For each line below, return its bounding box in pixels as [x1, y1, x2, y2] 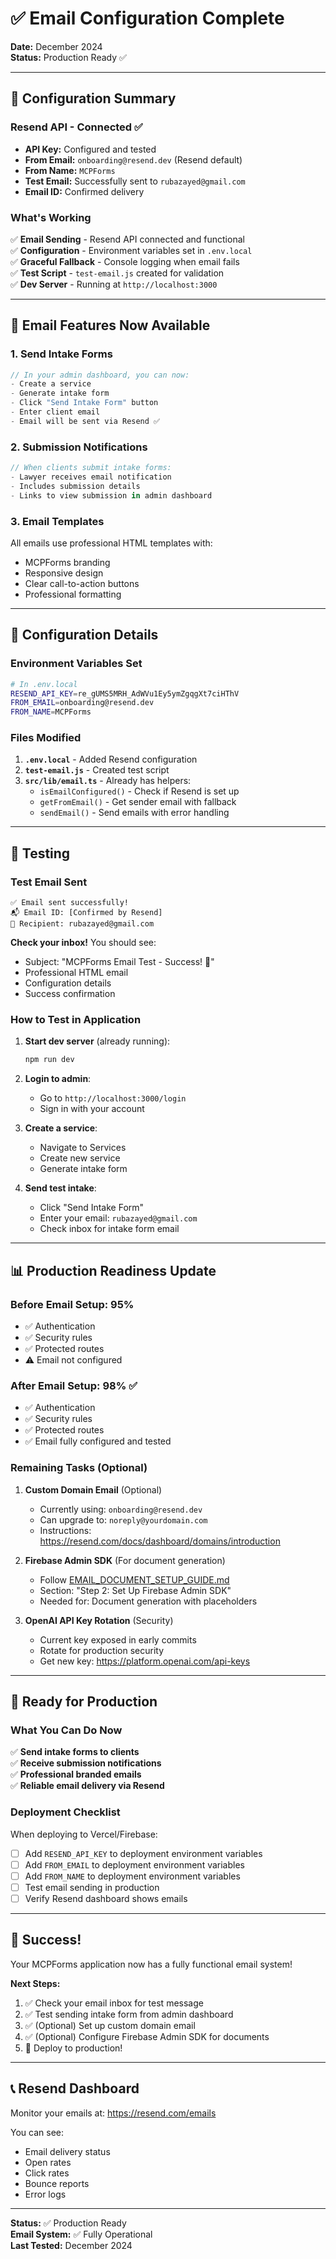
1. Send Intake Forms [10, 347, 113, 361]
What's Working [10, 210, 92, 224]
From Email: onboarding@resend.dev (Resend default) [24, 153, 243, 166]
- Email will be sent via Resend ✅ [10, 416, 161, 426]
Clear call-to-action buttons [24, 577, 140, 589]
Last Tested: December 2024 [10, 2239, 133, 2251]
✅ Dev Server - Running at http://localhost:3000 [10, 278, 218, 290]
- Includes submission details [10, 481, 141, 491]
